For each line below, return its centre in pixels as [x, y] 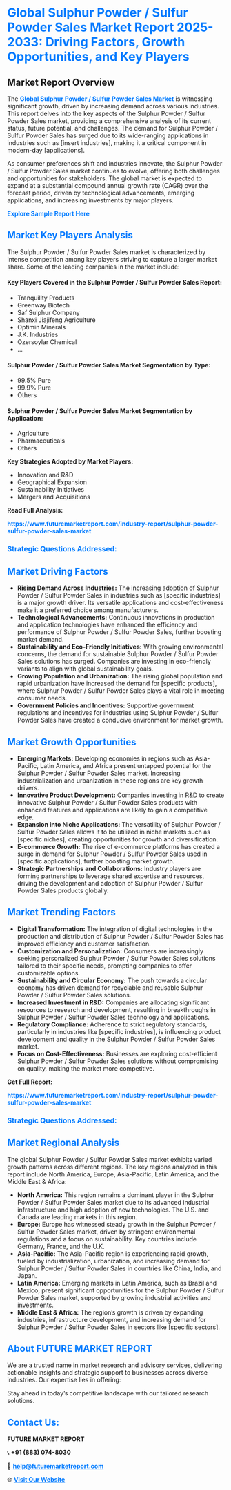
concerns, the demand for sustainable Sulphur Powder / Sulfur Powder [118, 654]
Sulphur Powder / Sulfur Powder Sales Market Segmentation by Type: [109, 365]
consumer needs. [42, 698]
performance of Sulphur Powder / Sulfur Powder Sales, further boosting [119, 632]
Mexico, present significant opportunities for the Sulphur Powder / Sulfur [120, 1290]
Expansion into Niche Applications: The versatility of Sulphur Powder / [119, 824]
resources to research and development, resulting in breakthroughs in [116, 1009]
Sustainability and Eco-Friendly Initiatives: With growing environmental [120, 647]
